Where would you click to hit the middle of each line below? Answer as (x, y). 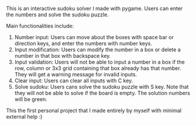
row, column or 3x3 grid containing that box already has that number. (98, 68)
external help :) (24, 117)
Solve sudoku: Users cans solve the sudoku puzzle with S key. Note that (102, 87)
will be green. (31, 99)
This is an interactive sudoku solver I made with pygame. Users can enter (94, 8)
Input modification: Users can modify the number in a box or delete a (98, 50)
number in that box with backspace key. (63, 56)
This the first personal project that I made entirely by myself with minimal (94, 111)
